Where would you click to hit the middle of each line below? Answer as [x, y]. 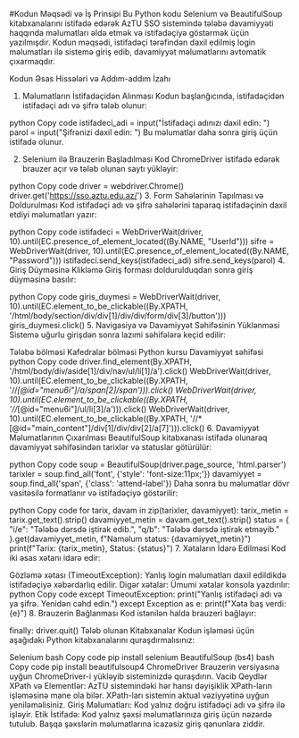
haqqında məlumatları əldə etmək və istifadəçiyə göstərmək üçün [129, 33]
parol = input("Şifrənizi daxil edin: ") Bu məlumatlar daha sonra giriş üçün [144, 132]
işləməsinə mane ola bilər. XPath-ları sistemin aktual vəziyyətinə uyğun [139, 695]
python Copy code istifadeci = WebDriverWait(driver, [106, 232]
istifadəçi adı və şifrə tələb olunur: [84, 106]
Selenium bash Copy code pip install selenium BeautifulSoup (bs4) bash [142, 657]
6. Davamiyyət [233, 428]
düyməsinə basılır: [43, 279]
